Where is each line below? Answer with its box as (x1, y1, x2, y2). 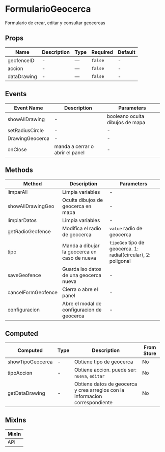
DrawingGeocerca (7, 135, 50, 141)
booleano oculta (107, 112, 145, 119)
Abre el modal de (62, 300, 102, 307)
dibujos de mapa (107, 119, 146, 126)
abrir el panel (54, 149, 85, 156)
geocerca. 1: (109, 245, 139, 252)
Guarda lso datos (62, 266, 102, 273)
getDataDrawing (7, 390, 45, 397)
